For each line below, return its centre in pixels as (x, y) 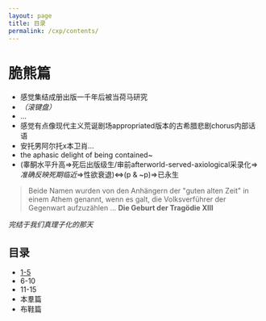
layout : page (30, 16)
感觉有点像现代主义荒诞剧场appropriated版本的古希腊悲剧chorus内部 (134, 126)
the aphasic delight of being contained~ (86, 155)
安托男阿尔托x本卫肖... (57, 146)
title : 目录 (27, 23)
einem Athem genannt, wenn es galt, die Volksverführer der (127, 199)
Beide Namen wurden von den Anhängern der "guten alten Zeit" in (139, 191)
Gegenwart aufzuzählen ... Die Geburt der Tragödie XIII (121, 208)
